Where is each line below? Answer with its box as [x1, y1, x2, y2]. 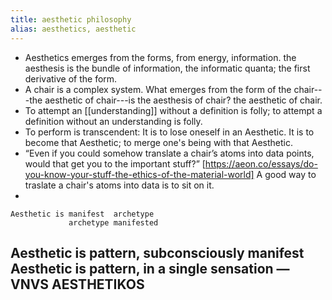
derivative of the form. [24, 72, 118, 85]
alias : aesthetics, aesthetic [10, 24, 137, 34]
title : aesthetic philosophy [10, 14, 132, 25]
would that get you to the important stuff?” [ [24, 157, 206, 170]
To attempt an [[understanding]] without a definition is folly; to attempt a [24, 104, 323, 116]
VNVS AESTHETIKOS [10, 276, 145, 293]
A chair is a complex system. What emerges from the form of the [24, 83, 292, 95]
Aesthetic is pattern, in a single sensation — [10, 260, 290, 277]
